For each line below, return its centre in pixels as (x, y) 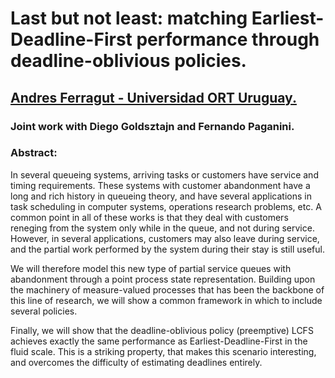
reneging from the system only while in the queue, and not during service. (162, 228)
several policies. (44, 311)
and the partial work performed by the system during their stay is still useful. (167, 249)
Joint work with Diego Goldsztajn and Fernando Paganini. (152, 126)
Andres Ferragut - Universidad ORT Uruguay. (153, 97)
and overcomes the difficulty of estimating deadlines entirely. (136, 362)
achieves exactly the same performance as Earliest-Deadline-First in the (159, 341)
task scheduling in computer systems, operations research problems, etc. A (166, 206)
